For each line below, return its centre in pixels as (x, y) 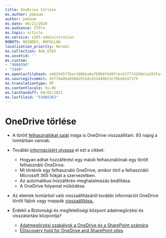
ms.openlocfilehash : (26, 74)
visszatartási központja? (37, 216)
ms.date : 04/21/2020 (26, 24)
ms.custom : (16, 60)
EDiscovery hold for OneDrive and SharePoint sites (71, 231)
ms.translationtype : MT (30, 83)
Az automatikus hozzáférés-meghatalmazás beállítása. (75, 181)
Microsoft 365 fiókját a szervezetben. (58, 176)
